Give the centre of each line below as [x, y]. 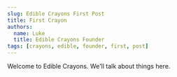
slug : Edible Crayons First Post [56, 14]
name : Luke [29, 33]
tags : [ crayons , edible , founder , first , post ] [78, 46]
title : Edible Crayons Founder [59, 40]
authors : [20, 27]
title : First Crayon [37, 20]
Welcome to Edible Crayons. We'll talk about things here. [89, 66]
